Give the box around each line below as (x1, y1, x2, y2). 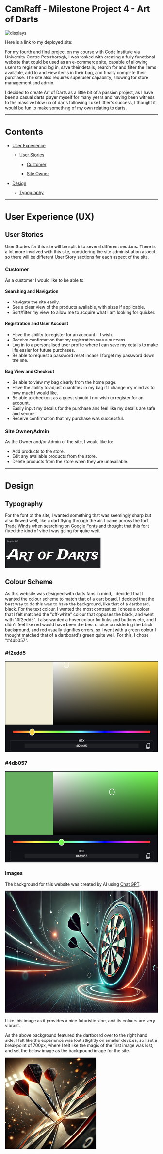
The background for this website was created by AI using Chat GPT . (5, 881, 141, 887)
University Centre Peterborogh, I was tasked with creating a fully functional (5, 54, 155, 59)
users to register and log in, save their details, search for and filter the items (5, 64, 157, 70)
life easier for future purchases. (12, 347, 75, 353)
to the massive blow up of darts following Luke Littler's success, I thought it (5, 99, 156, 105)
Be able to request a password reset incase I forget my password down (12, 352, 155, 358)
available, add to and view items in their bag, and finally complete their (5, 69, 146, 75)
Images (5, 870, 23, 877)
